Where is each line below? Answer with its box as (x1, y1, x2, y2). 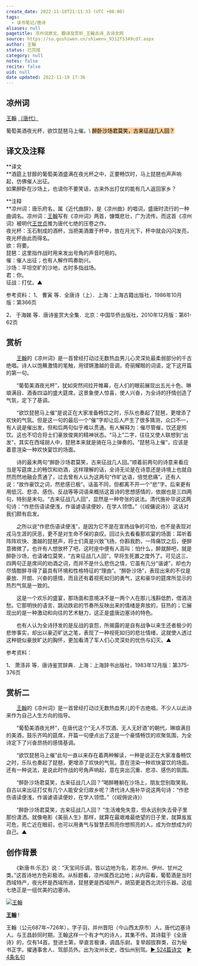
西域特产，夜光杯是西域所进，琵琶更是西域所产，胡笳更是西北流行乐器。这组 (6, 879, 192, 886)
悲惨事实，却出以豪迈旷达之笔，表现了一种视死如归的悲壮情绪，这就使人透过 (6, 629, 192, 636)
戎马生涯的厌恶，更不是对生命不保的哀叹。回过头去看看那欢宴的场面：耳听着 (6, 530, 192, 537)
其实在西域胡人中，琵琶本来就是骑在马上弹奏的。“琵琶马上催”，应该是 (18, 438, 189, 446)
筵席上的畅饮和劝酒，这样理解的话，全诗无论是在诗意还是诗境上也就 (21, 466, 187, 473)
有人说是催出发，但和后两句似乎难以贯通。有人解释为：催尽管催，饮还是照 (6, 423, 187, 431)
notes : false (6, 58, 38, 64)
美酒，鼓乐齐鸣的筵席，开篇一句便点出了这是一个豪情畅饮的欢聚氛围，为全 (11, 732, 192, 739)
